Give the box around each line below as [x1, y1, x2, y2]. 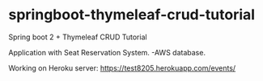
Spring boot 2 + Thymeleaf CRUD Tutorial [8, 32, 147, 42]
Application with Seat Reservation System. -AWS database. [8, 47, 206, 57]
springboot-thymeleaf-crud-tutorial [8, 6, 256, 24]
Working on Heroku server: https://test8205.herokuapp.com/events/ [8, 63, 236, 73]
